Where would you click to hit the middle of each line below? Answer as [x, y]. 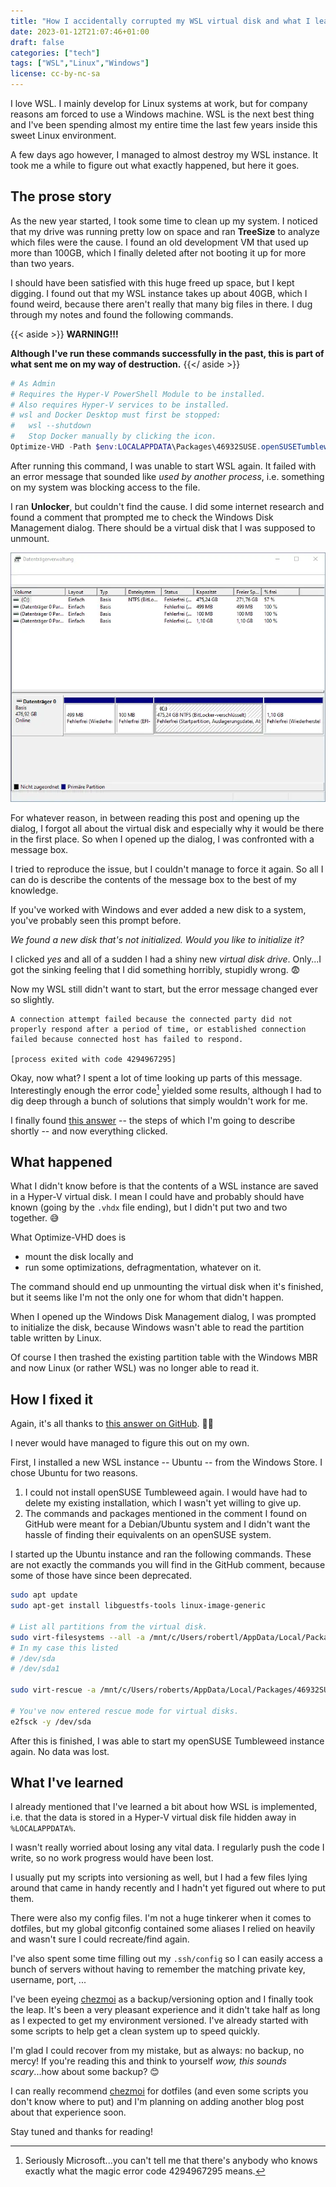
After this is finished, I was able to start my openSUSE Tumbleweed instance [167, 1741]
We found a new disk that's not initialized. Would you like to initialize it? [157, 939]
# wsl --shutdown [51, 426]
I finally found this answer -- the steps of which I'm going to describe [153, 1120]
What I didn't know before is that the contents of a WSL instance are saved [164, 1186]
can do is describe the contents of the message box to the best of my [153, 879]
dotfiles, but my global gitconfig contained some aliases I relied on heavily [163, 1929]
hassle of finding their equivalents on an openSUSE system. [148, 1535]
